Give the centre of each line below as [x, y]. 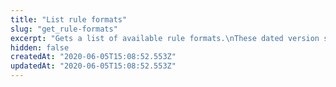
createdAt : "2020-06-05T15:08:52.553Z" [93, 57]
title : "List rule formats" [69, 19]
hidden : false [40, 47]
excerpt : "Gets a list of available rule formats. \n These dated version [165, 38]
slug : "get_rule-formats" [64, 29]
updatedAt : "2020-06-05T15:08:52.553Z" [93, 66]
